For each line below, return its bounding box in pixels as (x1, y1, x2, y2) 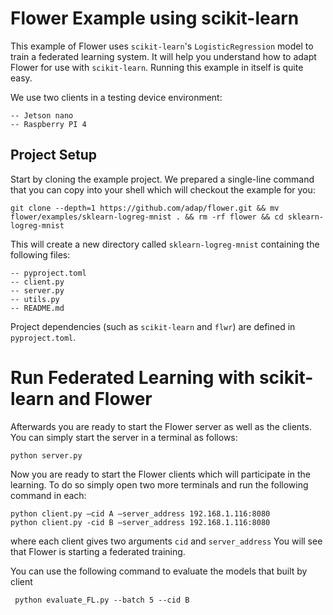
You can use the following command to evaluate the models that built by (10, 565, 308, 577)
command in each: (10, 489, 87, 501)
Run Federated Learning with (10, 366, 256, 389)
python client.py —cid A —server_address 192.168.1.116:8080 (10, 508, 271, 519)
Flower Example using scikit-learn (10, 7, 300, 30)
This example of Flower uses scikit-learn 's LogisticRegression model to (10, 40, 314, 52)
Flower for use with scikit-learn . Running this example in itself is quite (10, 61, 304, 73)
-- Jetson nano (10, 110, 74, 121)
